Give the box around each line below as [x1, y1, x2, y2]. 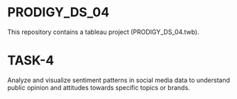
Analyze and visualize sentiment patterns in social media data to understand [7, 76, 231, 84]
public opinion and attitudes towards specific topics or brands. [7, 83, 190, 92]
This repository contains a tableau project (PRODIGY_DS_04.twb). [7, 28, 200, 36]
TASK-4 [7, 52, 55, 69]
